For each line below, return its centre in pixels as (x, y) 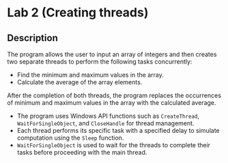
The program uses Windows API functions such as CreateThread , (108, 116)
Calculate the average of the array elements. (80, 82)
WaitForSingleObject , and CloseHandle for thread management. (105, 123)
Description (32, 38)
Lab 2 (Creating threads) (78, 13)
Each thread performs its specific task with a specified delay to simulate (118, 130)
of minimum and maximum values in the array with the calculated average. (112, 103)
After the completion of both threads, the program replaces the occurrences (114, 95)
